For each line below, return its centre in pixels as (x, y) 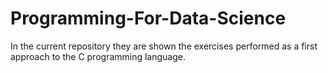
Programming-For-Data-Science (148, 18)
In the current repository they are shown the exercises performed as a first (164, 46)
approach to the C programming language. (98, 56)
